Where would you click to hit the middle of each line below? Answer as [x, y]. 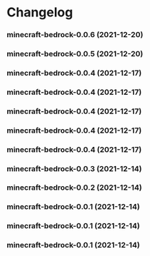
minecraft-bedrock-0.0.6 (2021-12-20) [75, 35]
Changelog [40, 12]
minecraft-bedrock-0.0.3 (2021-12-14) [74, 168]
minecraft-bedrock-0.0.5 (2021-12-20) [75, 54]
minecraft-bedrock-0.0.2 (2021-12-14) [75, 188]
